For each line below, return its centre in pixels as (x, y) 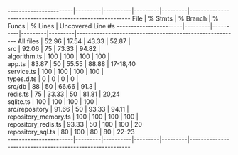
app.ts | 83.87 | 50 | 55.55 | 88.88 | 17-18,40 (72, 64)
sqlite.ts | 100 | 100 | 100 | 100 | (53, 102)
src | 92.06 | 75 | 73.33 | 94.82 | (54, 49)
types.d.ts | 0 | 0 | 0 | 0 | (43, 79)
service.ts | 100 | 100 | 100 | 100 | (56, 71)
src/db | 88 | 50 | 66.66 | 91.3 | (52, 86)
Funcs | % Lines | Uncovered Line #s (61, 26)
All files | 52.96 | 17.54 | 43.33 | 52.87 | (74, 41)
